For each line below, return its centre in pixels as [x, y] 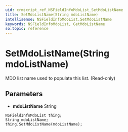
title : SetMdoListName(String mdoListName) [52, 15]
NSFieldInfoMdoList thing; [34, 115]
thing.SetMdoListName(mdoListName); [44, 124]
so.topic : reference [27, 29]
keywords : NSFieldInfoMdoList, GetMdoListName [55, 24]
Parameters [24, 94]
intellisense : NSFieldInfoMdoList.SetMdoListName [59, 19]
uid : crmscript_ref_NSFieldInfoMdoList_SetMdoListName [64, 10]
